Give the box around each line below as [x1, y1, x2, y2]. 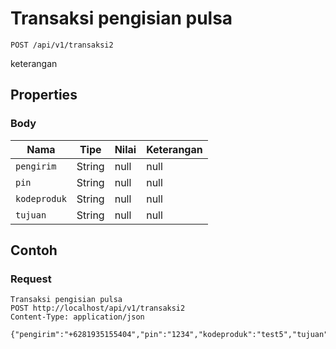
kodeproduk [15, 193, 67, 204]
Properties [10, 87, 78, 104]
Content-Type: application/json [10, 312, 145, 322]
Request [10, 272, 52, 286]
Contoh [10, 242, 58, 259]
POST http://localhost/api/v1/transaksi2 [10, 303, 186, 314]
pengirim [15, 160, 57, 172]
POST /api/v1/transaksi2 [10, 40, 114, 50]
